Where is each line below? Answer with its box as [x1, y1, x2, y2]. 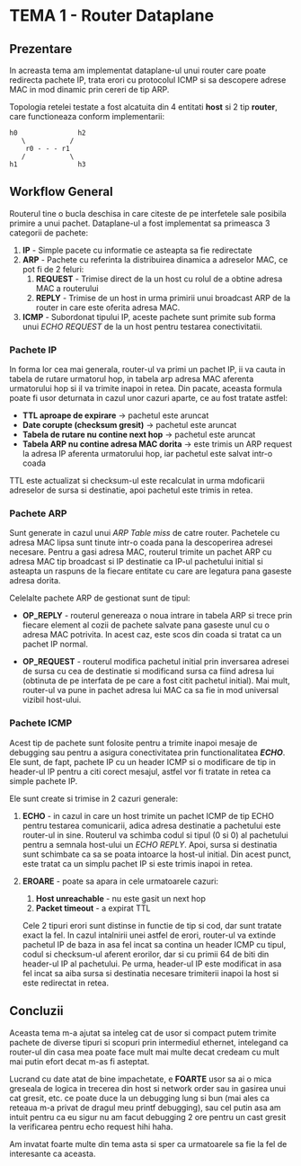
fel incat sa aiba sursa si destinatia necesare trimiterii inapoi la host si [22, 967, 279, 978]
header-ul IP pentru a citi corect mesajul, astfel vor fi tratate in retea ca [9, 766, 271, 777]
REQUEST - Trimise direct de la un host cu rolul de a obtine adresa [35, 273, 283, 284]
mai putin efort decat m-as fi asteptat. [9, 1055, 150, 1066]
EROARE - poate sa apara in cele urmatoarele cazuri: [22, 876, 218, 886]
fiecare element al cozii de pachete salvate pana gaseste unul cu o [22, 619, 270, 630]
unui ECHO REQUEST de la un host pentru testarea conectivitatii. [22, 321, 263, 332]
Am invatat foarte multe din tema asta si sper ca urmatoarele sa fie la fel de [9, 1138, 288, 1149]
